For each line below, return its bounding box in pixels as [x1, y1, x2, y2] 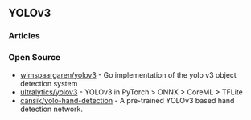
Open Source [8, 52, 61, 63]
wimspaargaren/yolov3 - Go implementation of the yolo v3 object [19, 70, 237, 79]
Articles [8, 30, 40, 42]
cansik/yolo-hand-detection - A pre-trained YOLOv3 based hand [19, 95, 235, 105]
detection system [19, 78, 78, 88]
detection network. [19, 104, 83, 114]
